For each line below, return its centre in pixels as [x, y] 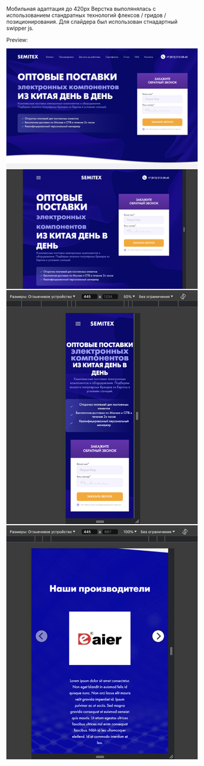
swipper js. [20, 28]
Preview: [17, 40]
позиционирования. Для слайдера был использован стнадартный [92, 22]
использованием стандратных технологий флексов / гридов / [86, 15]
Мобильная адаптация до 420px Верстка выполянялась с [81, 9]
